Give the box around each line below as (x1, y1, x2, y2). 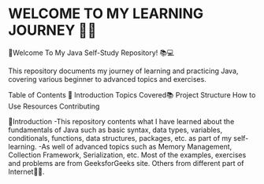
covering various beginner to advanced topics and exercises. (8, 74, 206, 83)
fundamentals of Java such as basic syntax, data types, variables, (8, 125, 223, 134)
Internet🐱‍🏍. (8, 167, 45, 176)
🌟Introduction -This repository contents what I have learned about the (8, 116, 235, 126)
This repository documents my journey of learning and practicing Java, (8, 66, 239, 75)
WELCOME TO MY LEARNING (8, 5, 203, 23)
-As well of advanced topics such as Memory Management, (38, 142, 232, 151)
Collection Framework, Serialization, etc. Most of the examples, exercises (8, 150, 247, 160)
